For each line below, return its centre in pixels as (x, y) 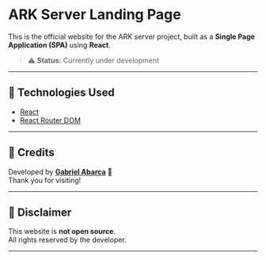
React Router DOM (50, 120)
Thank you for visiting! (45, 180)
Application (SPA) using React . (59, 44)
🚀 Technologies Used (61, 93)
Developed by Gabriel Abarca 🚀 (60, 171)
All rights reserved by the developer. (67, 240)
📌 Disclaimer (40, 212)
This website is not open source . (62, 231)
